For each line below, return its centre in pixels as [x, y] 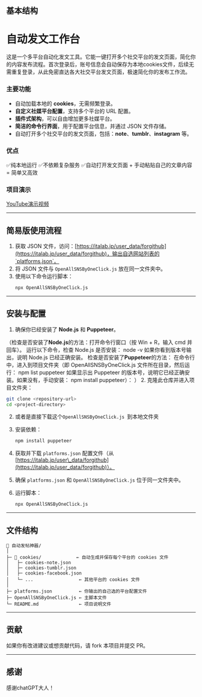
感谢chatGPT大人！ [30, 687]
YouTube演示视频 [28, 204]
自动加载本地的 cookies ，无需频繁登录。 [65, 103]
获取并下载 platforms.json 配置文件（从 [64, 453]
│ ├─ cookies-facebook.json [44, 573]
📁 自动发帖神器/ [24, 546]
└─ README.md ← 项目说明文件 [59, 604]
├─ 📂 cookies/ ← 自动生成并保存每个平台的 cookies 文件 [87, 558]
